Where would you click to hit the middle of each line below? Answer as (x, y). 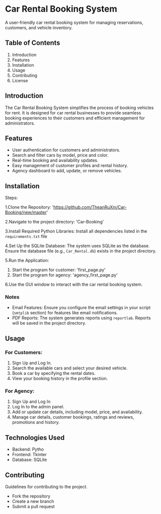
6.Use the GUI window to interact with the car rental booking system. (74, 285)
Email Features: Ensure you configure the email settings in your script (81, 308)
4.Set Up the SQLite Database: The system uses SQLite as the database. (78, 246)
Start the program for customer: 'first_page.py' (59, 270)
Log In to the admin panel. (38, 407)
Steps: (11, 198)
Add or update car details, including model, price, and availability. (77, 412)
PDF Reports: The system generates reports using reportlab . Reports (81, 318)
